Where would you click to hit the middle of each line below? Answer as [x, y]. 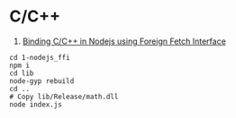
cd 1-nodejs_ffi [40, 57]
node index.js [36, 105]
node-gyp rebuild [42, 81]
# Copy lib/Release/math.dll [64, 97]
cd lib [22, 73]
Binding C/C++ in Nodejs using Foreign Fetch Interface [124, 41]
